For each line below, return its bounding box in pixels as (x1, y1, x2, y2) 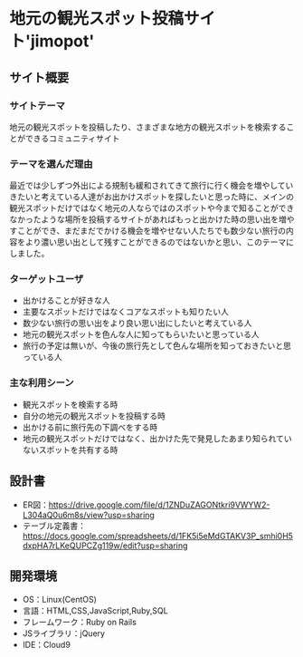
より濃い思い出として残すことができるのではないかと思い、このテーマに (24, 237, 295, 247)
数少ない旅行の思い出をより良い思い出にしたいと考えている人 (22, 318, 252, 329)
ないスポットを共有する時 (22, 444, 118, 455)
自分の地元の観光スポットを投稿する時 (22, 410, 166, 421)
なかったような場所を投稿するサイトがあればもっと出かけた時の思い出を (9, 214, 279, 225)
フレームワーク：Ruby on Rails (22, 617, 137, 628)
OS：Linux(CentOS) (22, 594, 98, 605)
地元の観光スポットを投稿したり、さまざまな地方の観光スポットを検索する (9, 121, 287, 132)
